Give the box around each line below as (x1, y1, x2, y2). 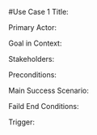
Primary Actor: (8, 23, 57, 32)
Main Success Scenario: (8, 85, 89, 95)
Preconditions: (8, 70, 57, 80)
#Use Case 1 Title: (8, 7, 69, 16)
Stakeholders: (8, 54, 55, 63)
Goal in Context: (8, 38, 62, 48)
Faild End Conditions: (8, 102, 79, 111)
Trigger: (8, 117, 35, 127)
